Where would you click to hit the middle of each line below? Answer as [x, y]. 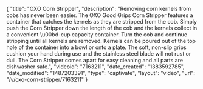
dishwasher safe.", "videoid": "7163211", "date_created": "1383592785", [95, 67]
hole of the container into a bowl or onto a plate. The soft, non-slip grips [96, 47]
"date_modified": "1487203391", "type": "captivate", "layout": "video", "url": [101, 73]
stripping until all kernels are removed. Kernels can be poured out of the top [101, 41]
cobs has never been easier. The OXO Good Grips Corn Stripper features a [100, 15]
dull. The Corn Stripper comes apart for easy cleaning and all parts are [95, 60]
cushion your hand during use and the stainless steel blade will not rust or [99, 54]
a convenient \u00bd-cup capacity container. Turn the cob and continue [97, 35]
